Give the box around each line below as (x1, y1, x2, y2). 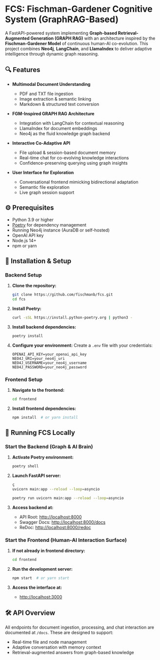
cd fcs (12, 297, 26, 302)
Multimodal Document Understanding (12, 81, 91, 87)
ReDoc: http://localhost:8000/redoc (19, 524, 91, 530)
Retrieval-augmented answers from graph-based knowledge (12, 649, 134, 655)
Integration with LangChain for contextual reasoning (19, 120, 124, 126)
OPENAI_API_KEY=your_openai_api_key (12, 352, 87, 356)
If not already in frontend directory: (12, 548, 85, 554)
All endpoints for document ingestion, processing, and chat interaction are (5, 624, 155, 630)
